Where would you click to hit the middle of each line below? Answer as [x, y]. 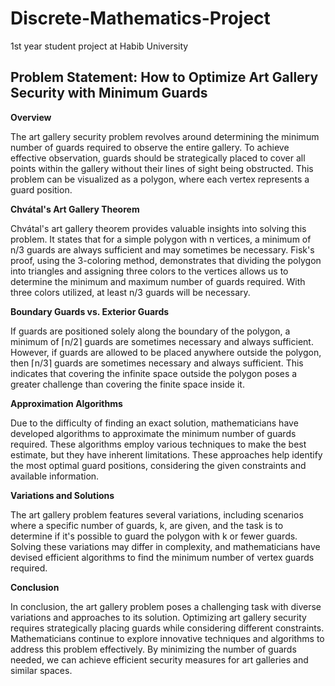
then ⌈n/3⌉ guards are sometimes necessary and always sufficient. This [157, 363]
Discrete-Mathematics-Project [140, 18]
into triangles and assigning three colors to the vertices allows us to [149, 271]
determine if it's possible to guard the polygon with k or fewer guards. [154, 536]
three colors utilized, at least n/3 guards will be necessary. [130, 292]
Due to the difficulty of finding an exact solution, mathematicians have [154, 423]
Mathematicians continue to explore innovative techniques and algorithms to [167, 638]
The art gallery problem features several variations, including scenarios [157, 514]
